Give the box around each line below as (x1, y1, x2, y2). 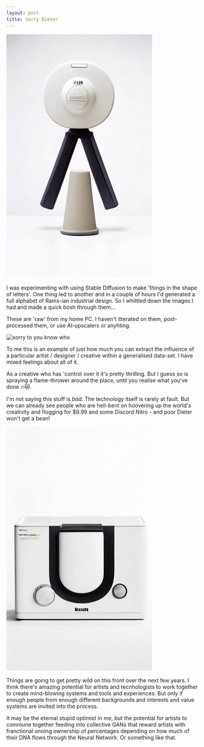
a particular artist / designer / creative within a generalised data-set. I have (6, 352, 193, 359)
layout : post (6, 10, 39, 16)
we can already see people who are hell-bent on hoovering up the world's (6, 402, 191, 409)
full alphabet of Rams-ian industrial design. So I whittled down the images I (6, 297, 194, 304)
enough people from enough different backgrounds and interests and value (6, 696, 195, 703)
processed (6, 322, 33, 329)
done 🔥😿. (6, 383, 32, 390)
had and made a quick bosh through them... (6, 303, 116, 311)
